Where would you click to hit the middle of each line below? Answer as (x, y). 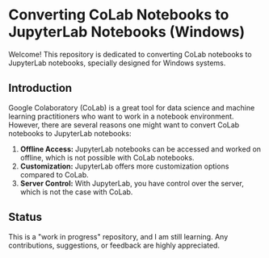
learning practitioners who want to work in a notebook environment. (121, 116)
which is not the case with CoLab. (76, 192)
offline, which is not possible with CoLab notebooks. (107, 157)
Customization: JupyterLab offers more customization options (124, 166)
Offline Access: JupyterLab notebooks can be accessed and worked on (140, 149)
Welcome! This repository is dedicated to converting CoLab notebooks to (130, 54)
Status (25, 217)
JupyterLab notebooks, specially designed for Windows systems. (117, 63)
